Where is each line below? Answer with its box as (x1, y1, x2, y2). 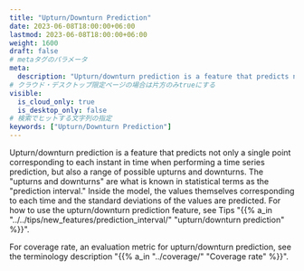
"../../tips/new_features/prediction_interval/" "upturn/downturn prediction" (9, 214, 285, 225)
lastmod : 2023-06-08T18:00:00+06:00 (9, 30, 147, 39)
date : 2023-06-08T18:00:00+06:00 (9, 22, 136, 31)
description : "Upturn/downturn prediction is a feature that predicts (17, 72, 290, 81)
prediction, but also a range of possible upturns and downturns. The (9, 166, 264, 177)
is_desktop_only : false (17, 106, 107, 115)
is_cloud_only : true (17, 97, 95, 107)
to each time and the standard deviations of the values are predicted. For (9, 195, 281, 206)
